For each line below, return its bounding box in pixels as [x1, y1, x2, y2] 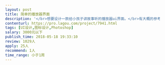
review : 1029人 [5, 39, 35, 44]
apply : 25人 [5, 43, 29, 48]
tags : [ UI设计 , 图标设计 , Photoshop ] [5, 25, 74, 30]
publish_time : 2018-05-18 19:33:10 [5, 35, 78, 40]
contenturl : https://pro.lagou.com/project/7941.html [5, 21, 118, 26]
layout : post [5, 7, 32, 12]
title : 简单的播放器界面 [5, 12, 50, 17]
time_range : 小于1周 [5, 52, 45, 58]
